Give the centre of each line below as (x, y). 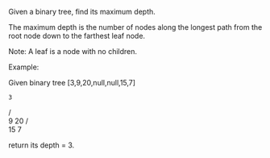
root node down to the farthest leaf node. (77, 36)
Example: (24, 67)
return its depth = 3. (42, 145)
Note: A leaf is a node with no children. (73, 51)
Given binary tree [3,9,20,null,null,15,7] (72, 83)
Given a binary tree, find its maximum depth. (82, 12)
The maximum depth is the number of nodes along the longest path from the (135, 27)
